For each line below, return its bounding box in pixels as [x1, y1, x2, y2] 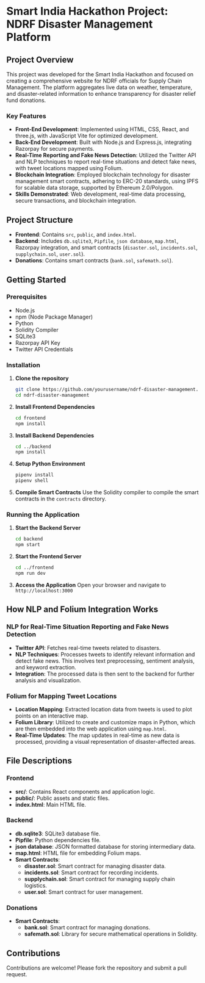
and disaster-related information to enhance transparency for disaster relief [6, 90, 196, 97]
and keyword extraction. [15, 663, 76, 671]
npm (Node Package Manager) [15, 313, 93, 320]
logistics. [24, 882, 48, 889]
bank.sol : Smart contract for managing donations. [24, 924, 151, 931]
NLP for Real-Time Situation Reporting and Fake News [6, 622, 169, 631]
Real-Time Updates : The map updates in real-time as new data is [15, 731, 180, 739]
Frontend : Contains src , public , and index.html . [15, 231, 137, 239]
